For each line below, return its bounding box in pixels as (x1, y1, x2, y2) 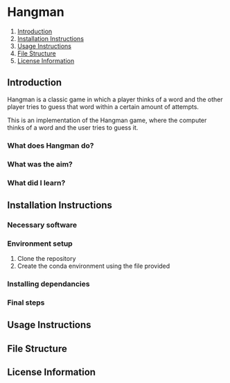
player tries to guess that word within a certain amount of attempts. (7, 102, 200, 111)
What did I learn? (7, 178, 66, 187)
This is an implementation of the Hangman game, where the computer (7, 116, 207, 124)
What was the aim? (7, 159, 73, 169)
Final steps (7, 298, 45, 307)
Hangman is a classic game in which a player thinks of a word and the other (7, 95, 223, 103)
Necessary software (7, 220, 78, 230)
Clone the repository (17, 255, 76, 263)
